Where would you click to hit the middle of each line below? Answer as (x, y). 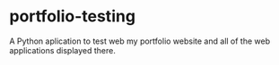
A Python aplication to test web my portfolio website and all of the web (140, 41)
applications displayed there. (63, 50)
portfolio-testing (73, 16)
